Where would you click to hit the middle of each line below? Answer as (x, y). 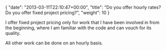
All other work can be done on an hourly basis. (54, 43)
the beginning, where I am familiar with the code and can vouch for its (78, 28)
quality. (13, 33)
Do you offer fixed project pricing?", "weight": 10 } (58, 13)
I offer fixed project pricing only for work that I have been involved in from (82, 22)
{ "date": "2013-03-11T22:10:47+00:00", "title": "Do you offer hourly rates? (83, 7)
